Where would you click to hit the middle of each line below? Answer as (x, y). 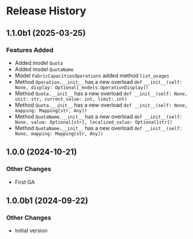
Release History (46, 11)
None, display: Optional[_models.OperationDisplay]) (82, 88)
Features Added (30, 50)
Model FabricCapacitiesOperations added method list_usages (92, 75)
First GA (25, 182)
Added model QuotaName (44, 69)
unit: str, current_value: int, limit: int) (71, 99)
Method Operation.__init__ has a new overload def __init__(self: (99, 82)
